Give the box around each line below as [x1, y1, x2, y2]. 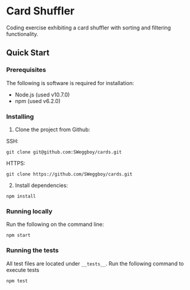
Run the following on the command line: [6, 220, 104, 228]
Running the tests [6, 246, 59, 255]
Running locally [6, 207, 53, 215]
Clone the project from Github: [14, 126, 91, 133]
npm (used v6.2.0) [14, 97, 61, 104]
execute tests [6, 266, 40, 273]
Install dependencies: [14, 182, 68, 189]
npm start [6, 232, 31, 238]
